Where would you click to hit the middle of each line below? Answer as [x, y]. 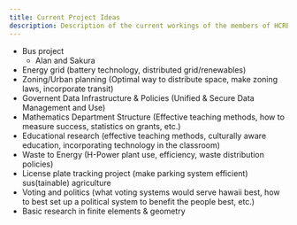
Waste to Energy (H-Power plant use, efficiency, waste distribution [143, 154]
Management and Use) [64, 107]
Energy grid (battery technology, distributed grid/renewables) [134, 70]
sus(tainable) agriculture [67, 182]
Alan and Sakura [65, 60]
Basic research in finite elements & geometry [103, 211]
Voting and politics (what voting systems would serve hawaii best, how [151, 192]
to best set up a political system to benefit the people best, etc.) [138, 201]
